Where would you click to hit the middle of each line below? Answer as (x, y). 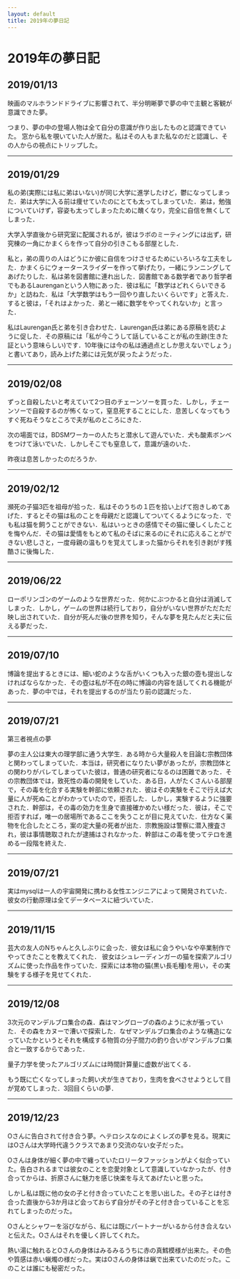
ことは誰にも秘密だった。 (51, 1268)
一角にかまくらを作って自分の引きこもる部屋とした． (104, 244)
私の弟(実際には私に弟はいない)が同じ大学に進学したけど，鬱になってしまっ (119, 193)
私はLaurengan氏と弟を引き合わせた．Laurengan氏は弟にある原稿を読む (114, 327)
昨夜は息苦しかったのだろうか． (54, 459)
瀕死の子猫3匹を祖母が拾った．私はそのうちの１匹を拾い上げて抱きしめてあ (119, 506)
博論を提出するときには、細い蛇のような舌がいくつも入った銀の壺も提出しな (120, 673)
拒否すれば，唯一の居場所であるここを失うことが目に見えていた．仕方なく (117, 817)
